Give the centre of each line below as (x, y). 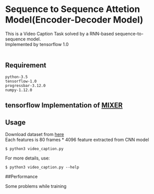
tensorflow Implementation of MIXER (64, 105)
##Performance (21, 176)
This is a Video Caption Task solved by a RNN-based (59, 33)
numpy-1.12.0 (19, 90)
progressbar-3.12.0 (25, 85)
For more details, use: (27, 158)
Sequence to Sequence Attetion (72, 9)
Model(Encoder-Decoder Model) (74, 20)
